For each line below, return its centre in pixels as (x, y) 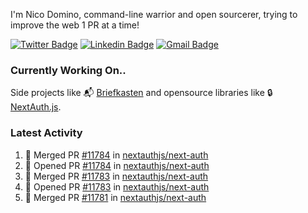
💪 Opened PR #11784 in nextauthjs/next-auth (117, 165)
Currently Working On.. (68, 70)
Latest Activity (46, 133)
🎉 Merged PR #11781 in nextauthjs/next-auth (115, 197)
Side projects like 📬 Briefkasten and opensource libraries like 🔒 (141, 93)
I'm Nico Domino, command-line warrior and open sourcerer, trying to (154, 14)
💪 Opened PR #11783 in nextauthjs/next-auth (117, 186)
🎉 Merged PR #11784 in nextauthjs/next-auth (116, 155)
